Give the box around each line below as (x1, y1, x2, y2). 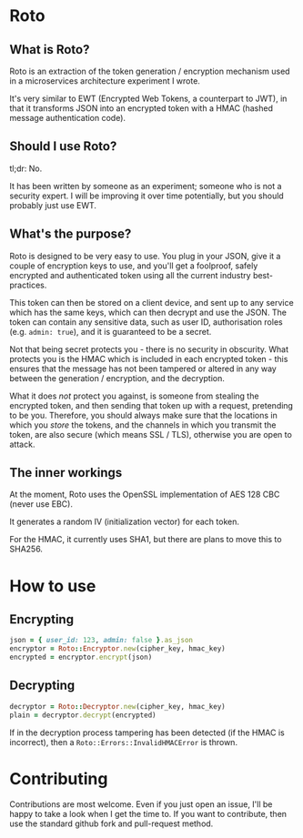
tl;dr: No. (9, 163, 43, 174)
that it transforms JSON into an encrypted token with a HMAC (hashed (9, 103, 273, 114)
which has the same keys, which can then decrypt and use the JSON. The (9, 307, 287, 318)
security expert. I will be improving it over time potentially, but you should (9, 190, 284, 201)
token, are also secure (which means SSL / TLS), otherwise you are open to (9, 429, 293, 439)
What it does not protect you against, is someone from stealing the (9, 390, 259, 401)
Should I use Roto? (9, 138, 117, 155)
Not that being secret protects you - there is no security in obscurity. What (9, 343, 289, 355)
